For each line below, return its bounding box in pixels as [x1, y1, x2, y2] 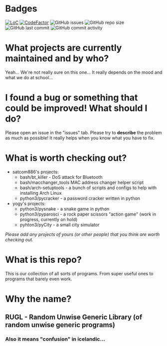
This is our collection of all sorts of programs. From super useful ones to [5, 270, 154, 276]
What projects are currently [5, 42, 122, 54]
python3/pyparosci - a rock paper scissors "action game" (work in [19, 211, 156, 217]
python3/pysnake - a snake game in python [19, 206, 110, 212]
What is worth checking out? [5, 152, 127, 163]
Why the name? [5, 293, 72, 304]
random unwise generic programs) [5, 321, 116, 329]
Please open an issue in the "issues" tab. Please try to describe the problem [5, 129, 162, 135]
